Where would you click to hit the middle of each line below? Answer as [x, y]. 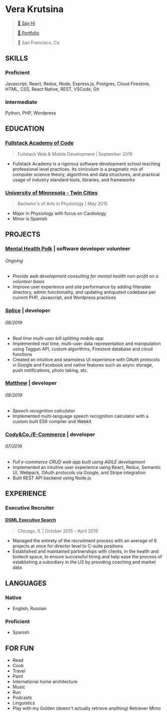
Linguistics [24, 703]
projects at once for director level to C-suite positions [68, 546]
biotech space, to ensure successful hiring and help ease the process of [87, 557]
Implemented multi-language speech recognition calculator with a [80, 416]
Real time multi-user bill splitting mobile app [58, 338]
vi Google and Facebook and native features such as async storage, [83, 365]
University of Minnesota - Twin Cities [51, 193]
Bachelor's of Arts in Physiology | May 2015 [62, 203]
